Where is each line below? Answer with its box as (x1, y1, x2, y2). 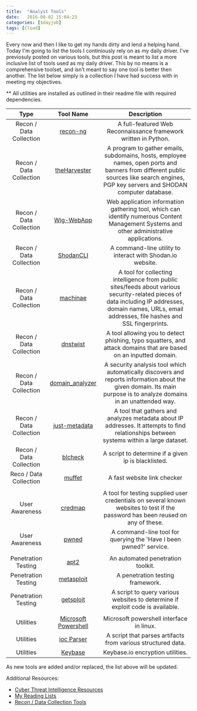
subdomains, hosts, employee (104, 151, 186, 160)
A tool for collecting (118, 268, 173, 277)
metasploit (58, 575, 88, 583)
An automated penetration (109, 554, 182, 562)
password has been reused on (103, 511, 188, 520)
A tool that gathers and (114, 407, 177, 415)
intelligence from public (113, 275, 178, 284)
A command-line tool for (111, 528, 180, 536)
